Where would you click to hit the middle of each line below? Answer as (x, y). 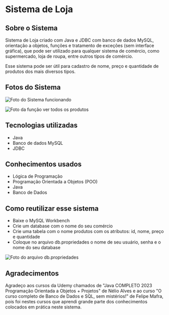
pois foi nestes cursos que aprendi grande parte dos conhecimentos (76, 302)
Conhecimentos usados (43, 164)
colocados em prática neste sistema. (43, 307)
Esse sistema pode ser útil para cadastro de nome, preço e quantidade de (82, 66)
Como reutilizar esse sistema (52, 208)
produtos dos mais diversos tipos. (40, 71)
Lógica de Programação (38, 176)
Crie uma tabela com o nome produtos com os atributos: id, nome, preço (88, 231)
